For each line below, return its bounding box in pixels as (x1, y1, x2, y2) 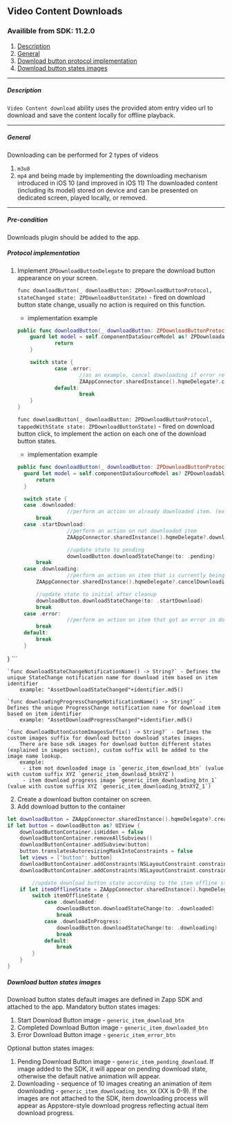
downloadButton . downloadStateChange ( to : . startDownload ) (35, 597, 204, 604)
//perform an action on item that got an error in (66, 617, 215, 623)
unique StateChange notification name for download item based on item (7, 674, 217, 681)
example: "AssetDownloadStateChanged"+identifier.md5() (19, 686, 184, 693)
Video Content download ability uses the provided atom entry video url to (7, 104, 213, 112)
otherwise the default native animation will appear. (17, 1072, 161, 1080)
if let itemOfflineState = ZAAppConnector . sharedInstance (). (19, 886, 199, 893)
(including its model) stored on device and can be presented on (17, 186, 198, 194)
